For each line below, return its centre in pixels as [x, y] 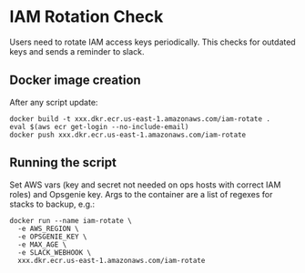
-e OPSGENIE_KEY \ [53, 237]
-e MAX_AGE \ [42, 244]
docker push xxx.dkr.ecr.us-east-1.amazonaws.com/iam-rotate [128, 135]
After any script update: [54, 102]
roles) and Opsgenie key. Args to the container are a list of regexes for [141, 194]
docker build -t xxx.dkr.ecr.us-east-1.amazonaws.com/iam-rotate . [140, 119]
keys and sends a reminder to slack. [77, 51]
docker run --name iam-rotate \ [71, 220]
